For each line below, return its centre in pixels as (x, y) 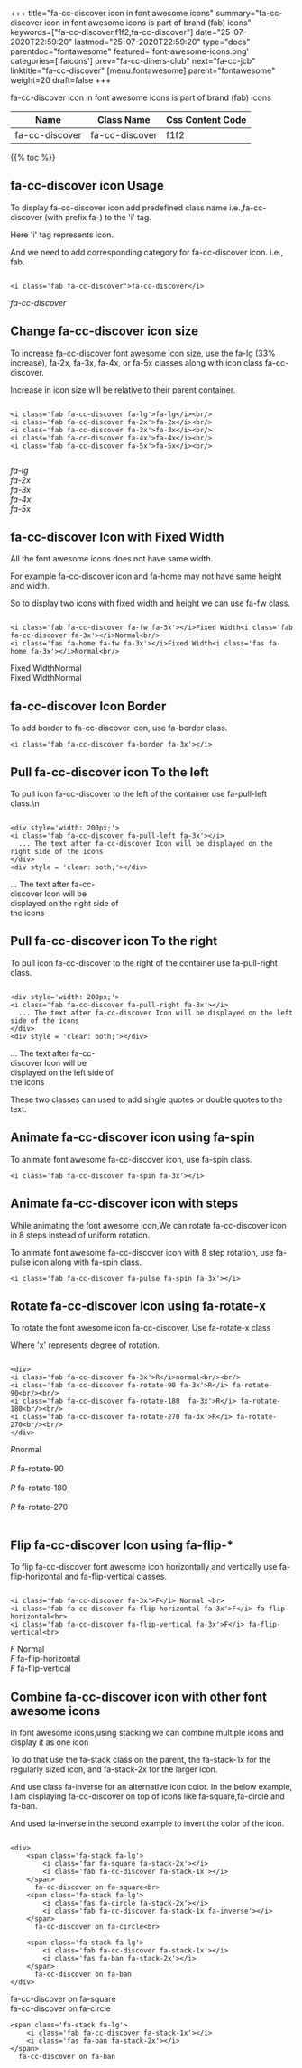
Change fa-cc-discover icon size (105, 332)
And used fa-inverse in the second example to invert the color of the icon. (147, 1823)
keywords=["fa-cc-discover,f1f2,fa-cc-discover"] (102, 32)
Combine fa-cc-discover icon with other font (138, 1697)
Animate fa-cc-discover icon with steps (124, 1204)
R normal (26, 1450)
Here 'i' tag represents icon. (62, 235)
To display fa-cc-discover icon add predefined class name (119, 208)
